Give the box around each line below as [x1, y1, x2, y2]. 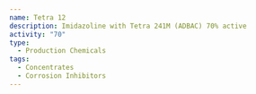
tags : [9, 55, 30, 64]
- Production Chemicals [17, 47, 106, 56]
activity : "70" [9, 30, 66, 38]
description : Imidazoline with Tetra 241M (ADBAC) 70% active [9, 21, 247, 30]
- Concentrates [17, 64, 75, 73]
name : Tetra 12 [9, 13, 66, 22]
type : [9, 38, 30, 47]
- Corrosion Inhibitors [17, 72, 106, 81]
